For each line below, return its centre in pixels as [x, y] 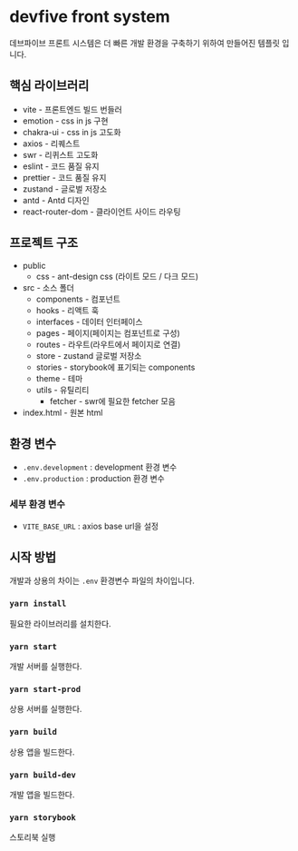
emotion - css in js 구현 [65, 121]
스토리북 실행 [33, 837]
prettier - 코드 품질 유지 [64, 177]
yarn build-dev [43, 775]
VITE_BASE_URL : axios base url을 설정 [91, 526]
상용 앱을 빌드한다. [42, 752]
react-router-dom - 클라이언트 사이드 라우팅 [101, 212]
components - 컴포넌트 [78, 299]
